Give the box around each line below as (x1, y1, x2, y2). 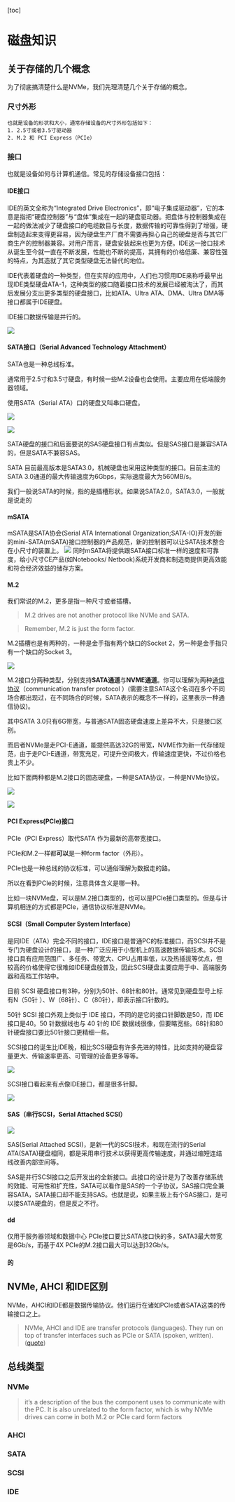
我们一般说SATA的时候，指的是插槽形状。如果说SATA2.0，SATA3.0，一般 (7, 487, 219, 496)
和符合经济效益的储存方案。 (7, 564, 87, 573)
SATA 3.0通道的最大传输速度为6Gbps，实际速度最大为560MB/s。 (7, 472, 196, 480)
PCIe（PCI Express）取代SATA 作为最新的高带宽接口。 (7, 834, 165, 842)
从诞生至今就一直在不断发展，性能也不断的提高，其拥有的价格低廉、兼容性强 (7, 247, 228, 255)
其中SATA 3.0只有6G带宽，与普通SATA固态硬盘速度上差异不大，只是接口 (7, 717, 217, 726)
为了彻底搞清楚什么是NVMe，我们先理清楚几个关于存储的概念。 (7, 83, 191, 91)
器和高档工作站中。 (7, 971, 63, 980)
